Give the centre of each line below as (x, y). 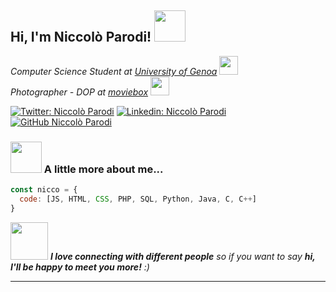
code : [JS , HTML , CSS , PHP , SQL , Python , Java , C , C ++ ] (138, 199)
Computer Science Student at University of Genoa (114, 71)
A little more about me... (103, 169)
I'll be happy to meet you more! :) (80, 267)
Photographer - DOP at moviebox (79, 92)
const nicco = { (44, 190)
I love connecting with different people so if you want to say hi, (182, 256)
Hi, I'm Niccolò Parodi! (81, 37)
